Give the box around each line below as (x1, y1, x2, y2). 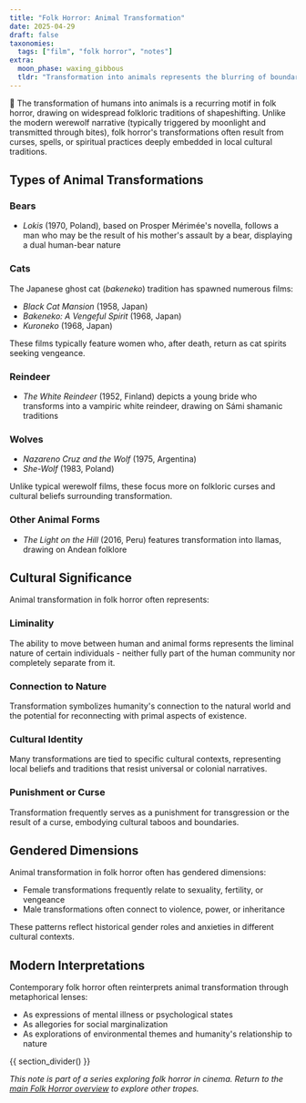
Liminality (9, 617, 55, 629)
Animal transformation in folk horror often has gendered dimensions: (9, 867, 267, 878)
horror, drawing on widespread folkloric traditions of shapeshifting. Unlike (9, 107, 286, 118)
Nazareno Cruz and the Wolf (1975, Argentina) (22, 454, 198, 465)
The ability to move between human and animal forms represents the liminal (9, 638, 294, 649)
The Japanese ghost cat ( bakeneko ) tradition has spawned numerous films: (9, 283, 294, 294)
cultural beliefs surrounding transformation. (9, 491, 173, 502)
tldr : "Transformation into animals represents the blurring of (17, 73, 267, 82)
